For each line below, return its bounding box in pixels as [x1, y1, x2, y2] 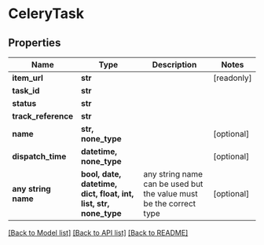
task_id [12, 86, 40, 96]
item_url [12, 72, 43, 83]
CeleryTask [8, 5, 85, 23]
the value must [143, 188, 198, 199]
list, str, [81, 198, 110, 209]
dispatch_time [12, 151, 67, 162]
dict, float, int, [81, 188, 134, 199]
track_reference [12, 111, 74, 122]
